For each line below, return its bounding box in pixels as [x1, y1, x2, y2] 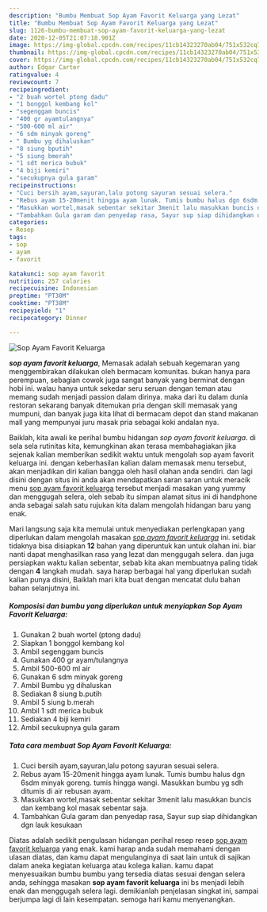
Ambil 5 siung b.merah [20, 697, 94, 707]
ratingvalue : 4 [9, 71, 59, 79]
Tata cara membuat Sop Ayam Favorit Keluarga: [9, 740, 172, 751]
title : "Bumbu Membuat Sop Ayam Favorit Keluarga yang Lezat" [9, 19, 219, 27]
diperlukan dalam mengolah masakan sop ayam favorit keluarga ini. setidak [9, 532, 256, 542]
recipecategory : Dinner [9, 314, 88, 322]
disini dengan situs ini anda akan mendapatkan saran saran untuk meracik [9, 474, 250, 485]
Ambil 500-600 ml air [20, 663, 90, 673]
